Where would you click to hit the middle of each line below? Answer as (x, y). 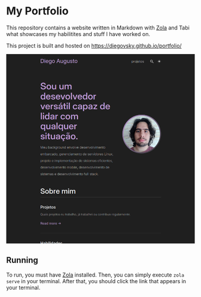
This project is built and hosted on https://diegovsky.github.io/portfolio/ (94, 46)
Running (22, 260)
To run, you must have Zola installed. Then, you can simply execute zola (95, 275)
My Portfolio (37, 11)
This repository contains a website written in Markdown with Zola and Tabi (98, 28)
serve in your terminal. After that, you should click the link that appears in (96, 281)
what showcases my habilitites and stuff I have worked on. (78, 34)
